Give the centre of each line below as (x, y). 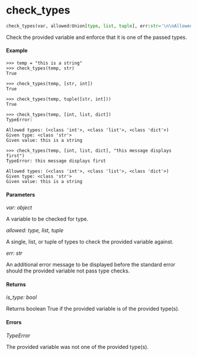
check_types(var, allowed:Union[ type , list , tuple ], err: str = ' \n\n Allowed (99, 26)
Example (17, 51)
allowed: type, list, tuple (35, 231)
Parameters (21, 194)
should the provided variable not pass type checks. (68, 271)
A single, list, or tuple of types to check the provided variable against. (90, 242)
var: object (19, 208)
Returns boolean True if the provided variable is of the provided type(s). (93, 309)
